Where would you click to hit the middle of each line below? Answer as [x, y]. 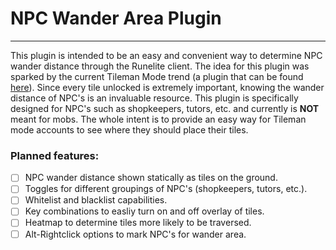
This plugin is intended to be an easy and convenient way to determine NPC [166, 55]
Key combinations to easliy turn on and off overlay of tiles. [144, 211]
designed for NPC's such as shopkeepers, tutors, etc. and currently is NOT [165, 108]
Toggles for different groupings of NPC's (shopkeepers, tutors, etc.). [166, 189]
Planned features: [55, 155]
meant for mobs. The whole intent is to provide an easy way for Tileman [158, 119]
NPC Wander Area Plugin [116, 18]
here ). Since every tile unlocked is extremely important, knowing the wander [167, 87]
